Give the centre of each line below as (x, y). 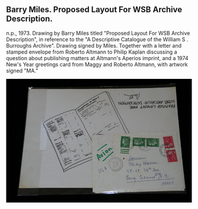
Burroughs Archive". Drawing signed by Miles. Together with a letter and (94, 45)
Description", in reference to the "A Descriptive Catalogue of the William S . (97, 39)
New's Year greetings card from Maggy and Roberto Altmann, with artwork (97, 64)
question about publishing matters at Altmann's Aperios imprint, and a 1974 (97, 58)
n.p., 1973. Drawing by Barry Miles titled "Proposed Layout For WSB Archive (98, 33)
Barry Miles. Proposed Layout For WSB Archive (94, 10)
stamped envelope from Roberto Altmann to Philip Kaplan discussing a (92, 52)
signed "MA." (22, 71)
